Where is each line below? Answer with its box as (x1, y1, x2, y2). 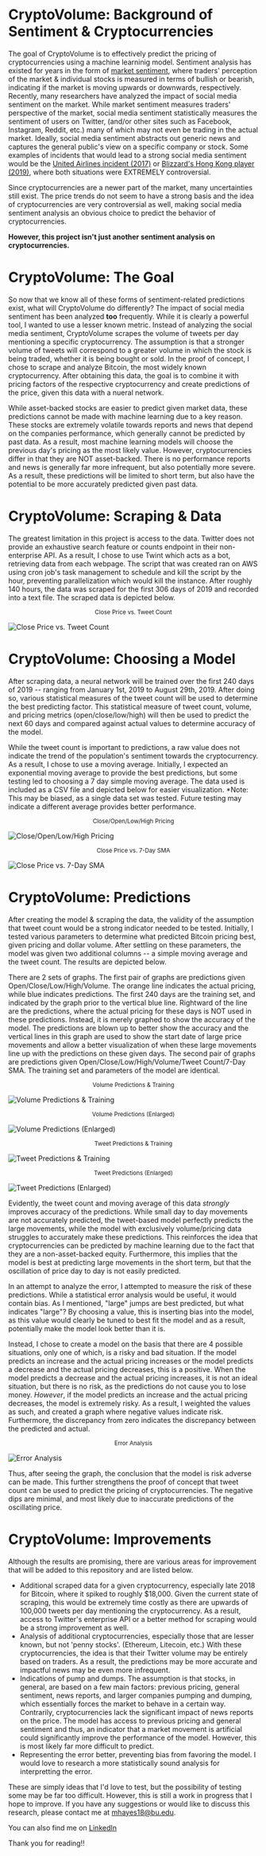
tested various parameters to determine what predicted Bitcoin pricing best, (8, 932, 256, 941)
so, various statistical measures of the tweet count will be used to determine (8, 693, 258, 702)
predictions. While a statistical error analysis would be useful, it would (8, 1290, 237, 1299)
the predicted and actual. (8, 1424, 91, 1433)
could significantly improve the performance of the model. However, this (19, 1733, 257, 1742)
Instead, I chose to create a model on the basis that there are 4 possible (8, 1339, 244, 1349)
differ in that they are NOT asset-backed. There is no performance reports (8, 454, 251, 463)
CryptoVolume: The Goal (8, 268, 175, 287)
